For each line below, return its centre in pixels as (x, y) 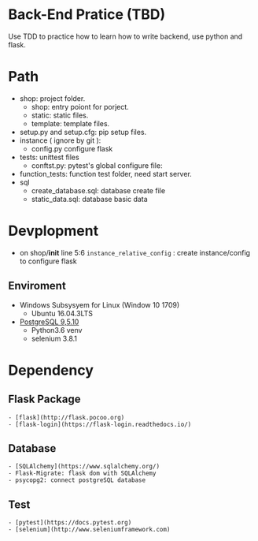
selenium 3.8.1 (54, 338)
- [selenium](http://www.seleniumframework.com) (89, 530)
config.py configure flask (72, 148)
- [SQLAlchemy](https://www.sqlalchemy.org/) (84, 467)
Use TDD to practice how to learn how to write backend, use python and (125, 36)
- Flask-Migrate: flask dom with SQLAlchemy (82, 474)
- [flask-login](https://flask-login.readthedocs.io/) (100, 424)
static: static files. (60, 115)
